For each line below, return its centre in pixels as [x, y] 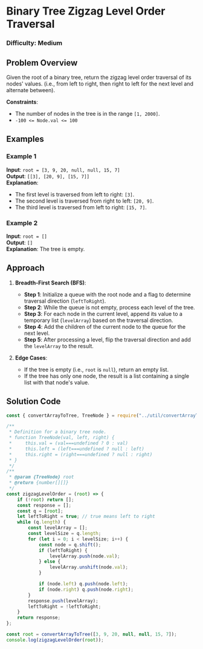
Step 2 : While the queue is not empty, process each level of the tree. [109, 307]
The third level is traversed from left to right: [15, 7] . [81, 207]
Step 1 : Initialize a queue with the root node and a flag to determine [108, 294]
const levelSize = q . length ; [65, 534]
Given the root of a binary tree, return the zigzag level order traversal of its [99, 77]
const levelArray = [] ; [58, 528]
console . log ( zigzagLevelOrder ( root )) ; [55, 640]
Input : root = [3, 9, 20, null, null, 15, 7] [63, 170]
